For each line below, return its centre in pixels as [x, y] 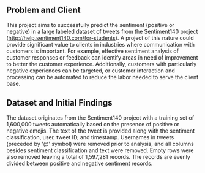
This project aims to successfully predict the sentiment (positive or [90, 25]
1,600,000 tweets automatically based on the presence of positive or [93, 124]
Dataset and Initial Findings [59, 103]
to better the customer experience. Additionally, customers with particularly [102, 64]
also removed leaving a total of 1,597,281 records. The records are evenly [99, 156]
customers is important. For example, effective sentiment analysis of [93, 51]
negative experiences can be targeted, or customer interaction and [91, 71]
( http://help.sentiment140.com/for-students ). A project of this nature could [100, 38]
